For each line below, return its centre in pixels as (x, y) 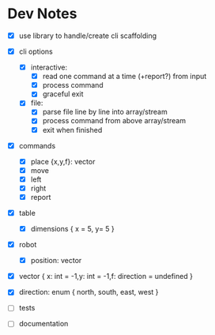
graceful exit (63, 94)
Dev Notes (42, 14)
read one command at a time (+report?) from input (124, 77)
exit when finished (72, 130)
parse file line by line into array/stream (105, 112)
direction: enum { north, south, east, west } (89, 292)
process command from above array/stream (114, 121)
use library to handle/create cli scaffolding (88, 36)
